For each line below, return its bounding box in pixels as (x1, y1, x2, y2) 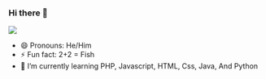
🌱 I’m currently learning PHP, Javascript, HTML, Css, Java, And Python (20, 61, 259, 71)
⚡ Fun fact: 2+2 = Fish (20, 50, 95, 60)
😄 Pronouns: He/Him (20, 40, 92, 51)
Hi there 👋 (8, 7, 49, 19)
